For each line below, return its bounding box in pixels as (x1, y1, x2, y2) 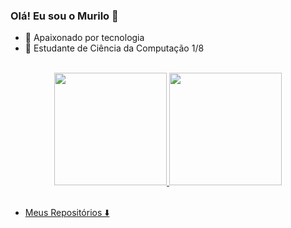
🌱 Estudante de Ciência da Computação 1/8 (24, 42, 205, 54)
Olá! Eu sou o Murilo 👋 (10, 9, 119, 23)
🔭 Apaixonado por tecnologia (24, 32, 145, 44)
